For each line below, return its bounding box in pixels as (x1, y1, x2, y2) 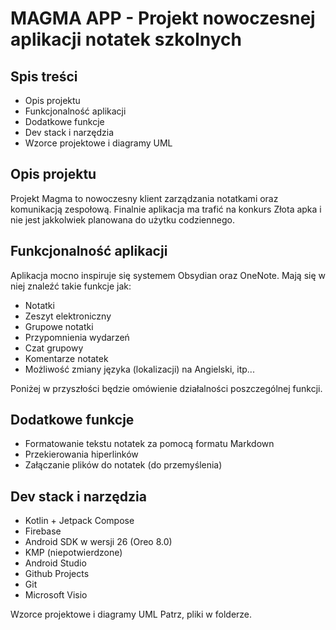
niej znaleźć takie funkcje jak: (10, 280, 132, 292)
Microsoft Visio (24, 589, 88, 601)
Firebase (24, 525, 62, 537)
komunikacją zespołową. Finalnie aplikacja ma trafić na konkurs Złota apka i (10, 203, 322, 215)
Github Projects (24, 568, 90, 580)
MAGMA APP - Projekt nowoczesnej (10, 7, 316, 30)
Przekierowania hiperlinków (24, 448, 139, 461)
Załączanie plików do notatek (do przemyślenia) (24, 459, 223, 471)
